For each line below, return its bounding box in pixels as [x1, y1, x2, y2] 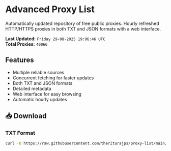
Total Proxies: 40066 [5, 41, 48, 47]
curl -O [5, 141, 22, 146]
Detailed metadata [12, 85, 51, 92]
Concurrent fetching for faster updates [12, 75, 94, 81]
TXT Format [5, 130, 36, 137]
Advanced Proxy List [5, 4, 95, 15]
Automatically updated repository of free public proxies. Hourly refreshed [5, 20, 159, 26]
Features [5, 56, 34, 65]
